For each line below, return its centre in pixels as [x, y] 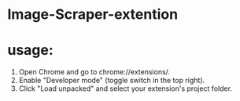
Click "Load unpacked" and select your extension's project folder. [126, 88]
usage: [31, 50]
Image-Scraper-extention [93, 14]
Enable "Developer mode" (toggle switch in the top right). [112, 81]
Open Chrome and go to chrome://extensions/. [94, 72]
